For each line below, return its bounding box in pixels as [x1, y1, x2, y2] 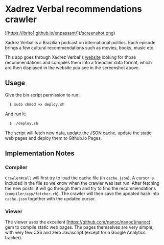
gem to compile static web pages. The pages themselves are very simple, [5, 224, 154, 230]
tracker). [5, 235, 23, 241]
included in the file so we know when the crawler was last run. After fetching [5, 180, 160, 186]
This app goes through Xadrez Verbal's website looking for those [5, 54, 136, 60]
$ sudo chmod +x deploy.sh [9, 102, 65, 107]
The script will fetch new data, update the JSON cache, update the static [5, 130, 152, 136]
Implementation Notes [5, 149, 75, 157]
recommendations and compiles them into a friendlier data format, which [5, 59, 152, 65]
